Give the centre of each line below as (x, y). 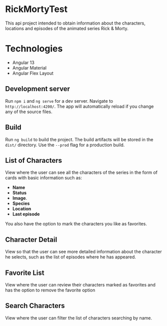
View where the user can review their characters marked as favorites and (81, 284)
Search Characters (35, 306)
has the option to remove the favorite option (50, 290)
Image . (20, 198)
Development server (38, 89)
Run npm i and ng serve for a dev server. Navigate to (59, 101)
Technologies (34, 49)
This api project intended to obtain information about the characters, (75, 23)
